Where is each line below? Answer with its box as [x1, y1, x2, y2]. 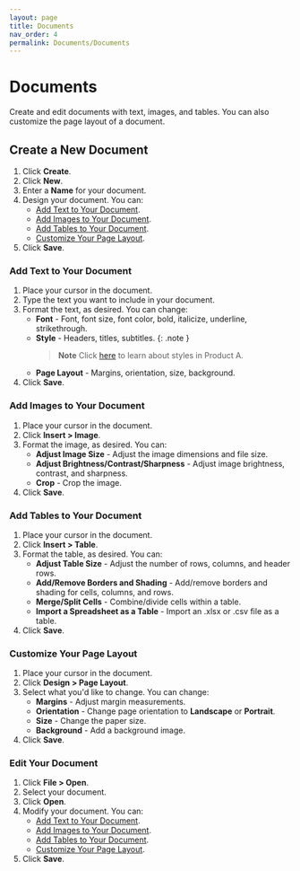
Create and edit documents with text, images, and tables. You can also [9, 107, 270, 118]
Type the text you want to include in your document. [21, 295, 215, 305]
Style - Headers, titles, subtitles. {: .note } [35, 333, 190, 344]
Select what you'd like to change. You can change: [21, 687, 210, 698]
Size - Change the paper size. [35, 716, 147, 726]
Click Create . [21, 166, 72, 176]
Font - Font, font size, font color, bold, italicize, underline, [35, 313, 248, 324]
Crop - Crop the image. [35, 477, 123, 488]
